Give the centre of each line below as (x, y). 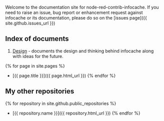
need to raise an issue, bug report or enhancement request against (74, 12)
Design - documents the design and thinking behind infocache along (83, 51)
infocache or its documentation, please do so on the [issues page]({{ (76, 18)
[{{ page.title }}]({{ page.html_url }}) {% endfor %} (64, 75)
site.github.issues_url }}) (30, 23)
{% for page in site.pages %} (35, 66)
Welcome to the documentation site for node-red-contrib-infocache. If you (82, 7)
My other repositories (40, 91)
